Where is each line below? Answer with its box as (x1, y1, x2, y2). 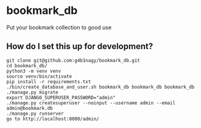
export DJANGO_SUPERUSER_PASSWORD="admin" (6, 95, 116, 101)
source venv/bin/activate (6, 73, 72, 79)
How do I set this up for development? (6, 41, 153, 52)
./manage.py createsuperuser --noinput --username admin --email (6, 99, 175, 106)
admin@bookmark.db (6, 105, 53, 111)
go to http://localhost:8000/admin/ (6, 116, 99, 122)
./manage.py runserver (6, 110, 64, 116)
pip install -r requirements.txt (6, 78, 91, 85)
